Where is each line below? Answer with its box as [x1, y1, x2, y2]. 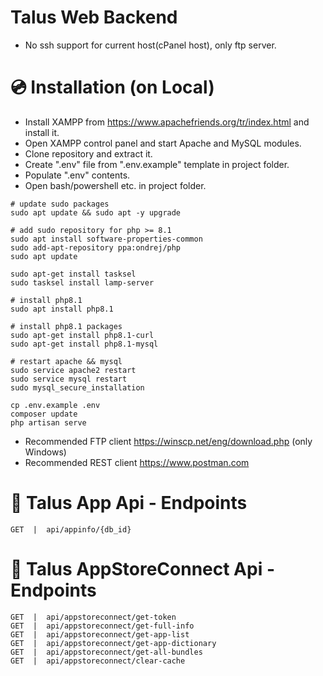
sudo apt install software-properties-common [10, 234, 203, 244]
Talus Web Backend [10, 6, 178, 29]
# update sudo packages [10, 199, 110, 209]
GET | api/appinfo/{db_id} [10, 524, 132, 535]
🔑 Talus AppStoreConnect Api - [10, 558, 275, 580]
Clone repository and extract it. [24, 147, 153, 160]
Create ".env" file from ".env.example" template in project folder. [24, 158, 290, 170]
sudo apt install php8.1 [10, 304, 114, 314]
